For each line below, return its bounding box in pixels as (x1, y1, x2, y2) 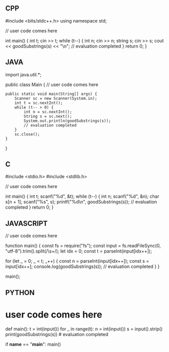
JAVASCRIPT (5, 219, 48, 227)
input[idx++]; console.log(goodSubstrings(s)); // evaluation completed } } (5, 263, 160, 270)
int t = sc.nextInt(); (14, 100, 63, 106)
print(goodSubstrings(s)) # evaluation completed (5, 331, 109, 337)
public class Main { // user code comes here (5, 81, 99, 88)
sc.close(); (14, 132, 40, 137)
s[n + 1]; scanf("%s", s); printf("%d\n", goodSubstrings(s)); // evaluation (5, 199, 157, 205)
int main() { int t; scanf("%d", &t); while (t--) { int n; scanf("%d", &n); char (5, 193, 160, 199)
